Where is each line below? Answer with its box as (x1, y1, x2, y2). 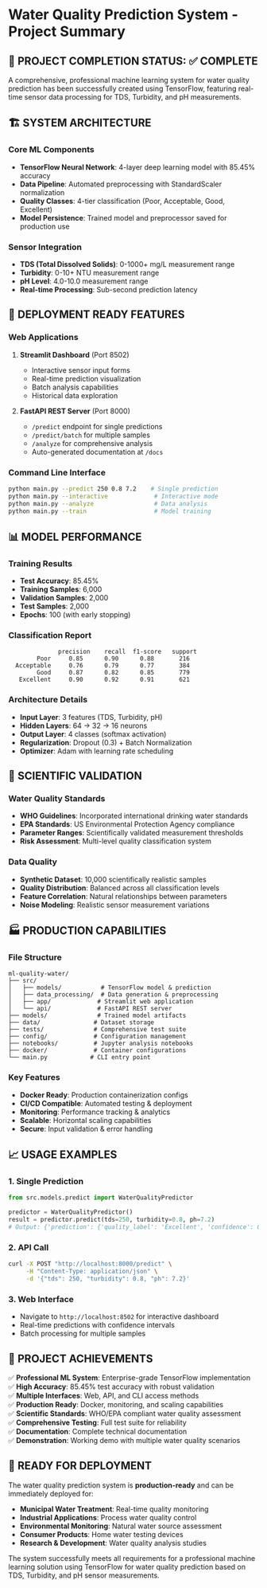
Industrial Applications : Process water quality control (19, 1512, 197, 1522)
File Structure (8, 952, 62, 963)
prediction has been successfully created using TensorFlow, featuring (8, 84, 237, 93)
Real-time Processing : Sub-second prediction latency (19, 284, 198, 294)
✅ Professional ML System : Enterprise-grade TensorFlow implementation (8, 1372, 251, 1383)
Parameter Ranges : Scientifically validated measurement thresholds (19, 828, 244, 838)
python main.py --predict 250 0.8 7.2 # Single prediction (8, 484, 219, 493)
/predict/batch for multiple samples (31, 430, 151, 440)
